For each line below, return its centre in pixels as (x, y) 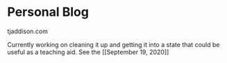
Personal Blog (48, 12)
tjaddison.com (28, 31)
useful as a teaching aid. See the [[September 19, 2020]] (88, 52)
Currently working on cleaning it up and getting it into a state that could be (113, 44)
